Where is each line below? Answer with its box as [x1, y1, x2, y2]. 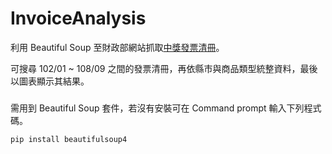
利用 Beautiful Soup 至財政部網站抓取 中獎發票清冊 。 [10, 41, 225, 53]
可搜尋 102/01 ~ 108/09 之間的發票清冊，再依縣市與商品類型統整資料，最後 [10, 62, 318, 74]
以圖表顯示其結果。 [10, 75, 90, 87]
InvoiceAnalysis [10, 7, 147, 30]
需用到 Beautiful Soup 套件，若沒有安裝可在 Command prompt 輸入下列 [10, 102, 305, 114]
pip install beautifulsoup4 [10, 134, 128, 144]
